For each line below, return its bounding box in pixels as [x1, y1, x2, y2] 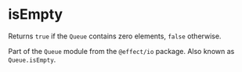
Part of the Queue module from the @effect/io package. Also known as [8, 46, 235, 56]
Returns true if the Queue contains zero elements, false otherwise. [8, 31, 222, 41]
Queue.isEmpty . [8, 55, 56, 64]
